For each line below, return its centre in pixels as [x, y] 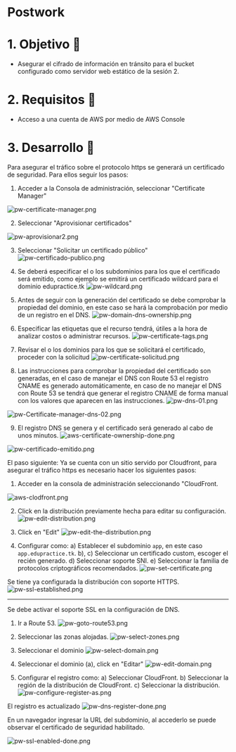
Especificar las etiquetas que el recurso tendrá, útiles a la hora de [112, 329]
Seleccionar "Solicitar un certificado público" [83, 250]
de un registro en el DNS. [54, 315]
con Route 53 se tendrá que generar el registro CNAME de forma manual [123, 393]
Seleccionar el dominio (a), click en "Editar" [80, 664]
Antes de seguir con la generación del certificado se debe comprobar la [122, 300]
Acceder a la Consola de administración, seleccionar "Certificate [111, 188]
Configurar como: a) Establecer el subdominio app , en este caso [110, 546]
